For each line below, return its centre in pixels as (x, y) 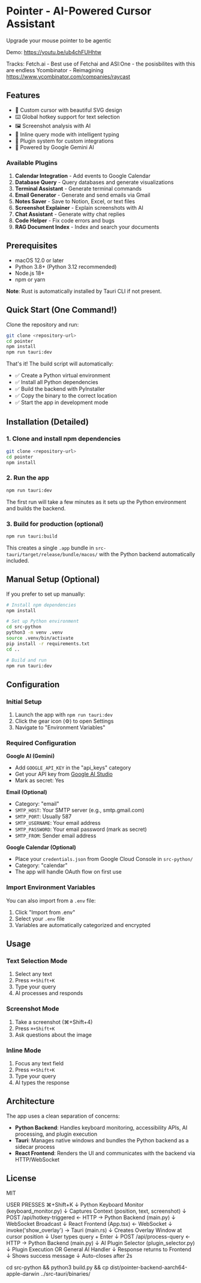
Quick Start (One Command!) (61, 310)
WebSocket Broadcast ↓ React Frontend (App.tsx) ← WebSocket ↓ (89, 1223)
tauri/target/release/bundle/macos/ (52, 554)
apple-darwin (23, 1273)
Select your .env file (40, 919)
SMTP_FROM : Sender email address (55, 836)
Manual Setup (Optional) (53, 579)
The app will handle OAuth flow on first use (68, 872)
